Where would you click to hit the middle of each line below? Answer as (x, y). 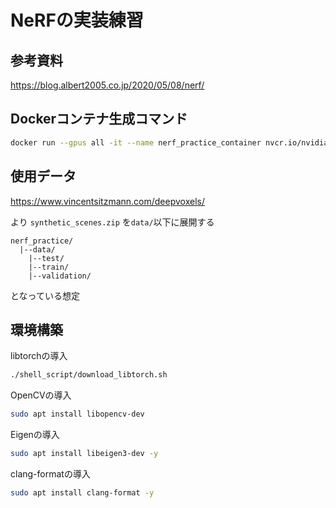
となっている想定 (45, 295)
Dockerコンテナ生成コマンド (99, 119)
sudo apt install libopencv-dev (77, 414)
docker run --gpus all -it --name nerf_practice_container (136, 142)
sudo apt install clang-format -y (82, 492)
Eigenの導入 (35, 435)
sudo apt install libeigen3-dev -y (84, 454)
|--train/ (49, 267)
